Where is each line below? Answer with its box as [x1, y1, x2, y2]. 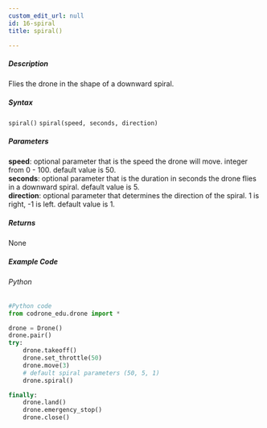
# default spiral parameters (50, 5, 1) [23, 368, 160, 377]
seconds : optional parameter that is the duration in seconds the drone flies [8, 174, 257, 184]
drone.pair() [8, 331, 52, 339]
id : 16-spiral [8, 19, 56, 27]
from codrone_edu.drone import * [8, 310, 121, 318]
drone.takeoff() [23, 347, 78, 355]
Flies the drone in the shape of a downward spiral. [8, 79, 175, 89]
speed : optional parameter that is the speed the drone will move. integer [8, 156, 248, 166]
